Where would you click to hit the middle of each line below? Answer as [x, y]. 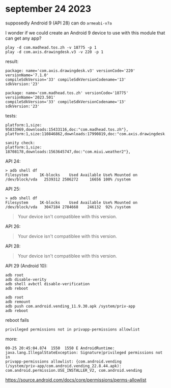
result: [12, 61]
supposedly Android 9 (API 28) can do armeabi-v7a [59, 23]
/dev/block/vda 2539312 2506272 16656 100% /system [68, 179]
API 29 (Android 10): [26, 265]
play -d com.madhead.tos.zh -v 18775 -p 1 [51, 47]
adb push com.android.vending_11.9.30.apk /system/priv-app [70, 306]
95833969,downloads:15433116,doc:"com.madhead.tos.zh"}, [67, 129]
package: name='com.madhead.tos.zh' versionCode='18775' [67, 93]
